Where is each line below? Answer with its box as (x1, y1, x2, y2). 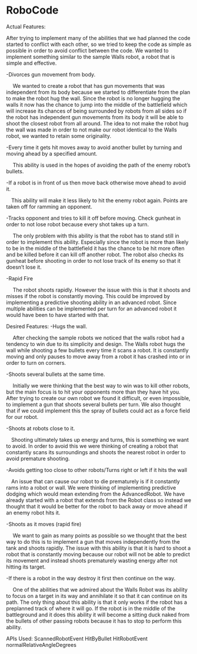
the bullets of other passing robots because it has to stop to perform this (6, 617, 182, 625)
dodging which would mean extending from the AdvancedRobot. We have (6, 490, 185, 497)
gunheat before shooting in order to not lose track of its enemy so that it (6, 257, 181, 264)
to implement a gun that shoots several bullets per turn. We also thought (6, 401, 181, 408)
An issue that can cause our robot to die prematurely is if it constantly (11, 478, 181, 485)
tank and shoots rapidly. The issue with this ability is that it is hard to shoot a (6, 544, 191, 551)
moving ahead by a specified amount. (6, 150, 98, 157)
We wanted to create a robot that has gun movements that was (12, 82, 165, 89)
